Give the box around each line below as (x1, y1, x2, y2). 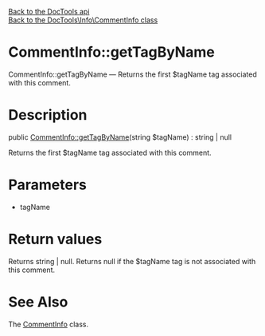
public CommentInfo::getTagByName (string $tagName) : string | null (8, 132, 232, 142)
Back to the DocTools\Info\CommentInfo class (8, 15, 158, 25)
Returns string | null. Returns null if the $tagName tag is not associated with (8, 256, 256, 266)
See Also (8, 293, 68, 310)
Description (8, 106, 88, 125)
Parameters (8, 176, 88, 194)
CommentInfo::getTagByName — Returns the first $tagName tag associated (8, 69, 257, 79)
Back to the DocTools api (8, 7, 90, 16)
